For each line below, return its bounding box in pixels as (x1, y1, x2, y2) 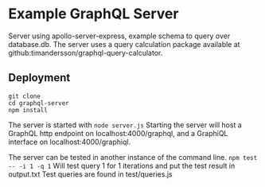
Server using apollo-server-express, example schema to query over (8, 31, 231, 41)
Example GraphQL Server (8, 5, 179, 23)
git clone (8, 92, 41, 100)
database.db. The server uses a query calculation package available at (8, 39, 240, 49)
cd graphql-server (8, 99, 69, 107)
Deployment (8, 71, 71, 84)
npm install (8, 106, 48, 114)
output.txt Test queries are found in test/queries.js (8, 169, 173, 179)
